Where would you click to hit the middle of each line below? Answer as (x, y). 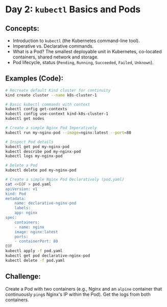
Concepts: (22, 28)
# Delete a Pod (21, 166)
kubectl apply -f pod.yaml (34, 251)
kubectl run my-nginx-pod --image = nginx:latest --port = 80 (68, 132)
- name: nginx (29, 227)
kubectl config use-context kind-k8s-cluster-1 (57, 114)
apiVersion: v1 (21, 189)
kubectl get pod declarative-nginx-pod (48, 256)
